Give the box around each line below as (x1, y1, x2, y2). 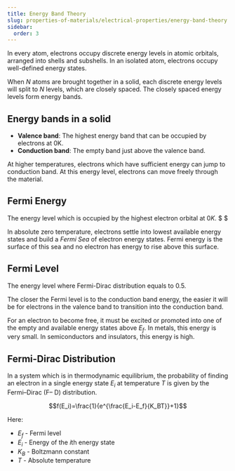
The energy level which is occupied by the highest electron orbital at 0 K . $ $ (7, 213, 228, 222)
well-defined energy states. (7, 64, 87, 72)
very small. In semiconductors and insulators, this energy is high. (7, 333, 195, 341)
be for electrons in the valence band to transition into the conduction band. (7, 303, 224, 311)
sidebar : (7, 23, 33, 30)
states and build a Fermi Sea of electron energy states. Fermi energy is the (7, 234, 223, 243)
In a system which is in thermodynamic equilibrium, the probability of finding (7, 371, 229, 380)
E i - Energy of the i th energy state (17, 438, 115, 448)
